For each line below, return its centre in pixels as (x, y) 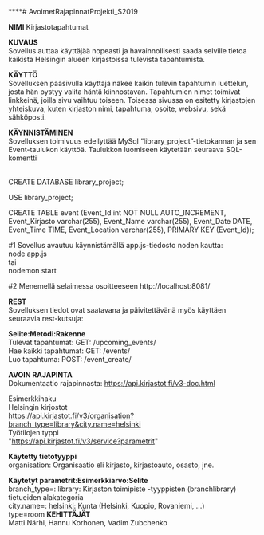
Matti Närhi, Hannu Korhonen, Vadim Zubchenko (88, 523)
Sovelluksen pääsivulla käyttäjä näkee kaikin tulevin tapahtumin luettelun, (128, 83)
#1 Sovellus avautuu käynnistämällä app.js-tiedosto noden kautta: (116, 245)
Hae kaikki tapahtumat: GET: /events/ (69, 351)
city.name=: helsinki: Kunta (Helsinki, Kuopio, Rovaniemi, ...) (106, 506)
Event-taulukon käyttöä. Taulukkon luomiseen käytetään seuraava (116, 149)
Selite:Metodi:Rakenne (47, 334)
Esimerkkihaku (32, 399)
